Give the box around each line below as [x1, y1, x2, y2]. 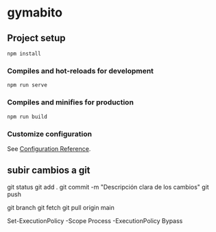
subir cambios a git [7, 165, 91, 176]
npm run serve [7, 82, 48, 89]
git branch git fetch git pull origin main [7, 203, 115, 211]
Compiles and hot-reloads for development [7, 66, 154, 76]
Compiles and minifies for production [7, 97, 134, 107]
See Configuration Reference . [7, 144, 91, 152]
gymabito [7, 5, 63, 21]
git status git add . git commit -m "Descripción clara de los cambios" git [7, 183, 209, 191]
